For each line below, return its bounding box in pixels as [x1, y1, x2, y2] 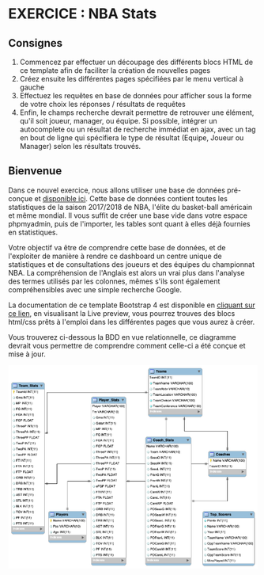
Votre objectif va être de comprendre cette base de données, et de [8, 242, 226, 252]
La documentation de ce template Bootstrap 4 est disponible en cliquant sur [8, 300, 255, 310]
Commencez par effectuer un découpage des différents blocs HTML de [19, 57, 254, 67]
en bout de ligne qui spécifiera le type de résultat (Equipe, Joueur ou [19, 133, 244, 143]
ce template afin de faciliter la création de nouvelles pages [19, 66, 211, 75]
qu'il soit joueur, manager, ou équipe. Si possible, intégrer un [19, 116, 217, 125]
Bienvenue [8, 164, 62, 178]
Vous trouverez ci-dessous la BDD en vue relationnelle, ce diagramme [8, 332, 236, 341]
